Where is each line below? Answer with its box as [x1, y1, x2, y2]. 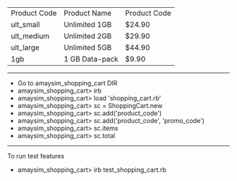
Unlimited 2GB [63, 31, 112, 41]
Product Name [63, 8, 111, 18]
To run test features [7, 152, 65, 160]
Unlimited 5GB [63, 42, 112, 52]
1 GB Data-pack [63, 54, 119, 64]
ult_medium [11, 31, 50, 41]
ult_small [11, 20, 40, 29]
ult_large [11, 42, 40, 52]
